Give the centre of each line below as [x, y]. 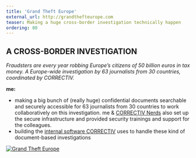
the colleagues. [33, 125]
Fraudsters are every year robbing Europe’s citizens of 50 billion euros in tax [98, 65]
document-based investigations [53, 138]
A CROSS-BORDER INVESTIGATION [71, 51]
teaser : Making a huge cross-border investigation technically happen [94, 22]
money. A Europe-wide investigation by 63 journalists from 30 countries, [93, 72]
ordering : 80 [22, 28]
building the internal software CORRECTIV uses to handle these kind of [100, 131]
